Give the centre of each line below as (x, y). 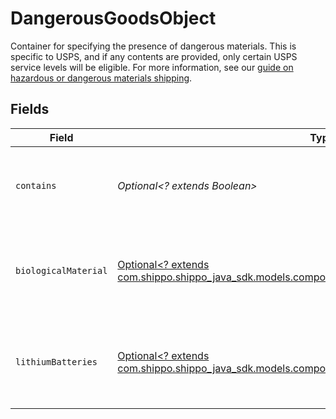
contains (36, 185)
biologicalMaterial (61, 270)
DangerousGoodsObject (113, 18)
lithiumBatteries (56, 361)
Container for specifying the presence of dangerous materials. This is (153, 46)
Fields (30, 109)
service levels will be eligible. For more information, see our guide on (152, 67)
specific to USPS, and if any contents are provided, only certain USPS (154, 56)
